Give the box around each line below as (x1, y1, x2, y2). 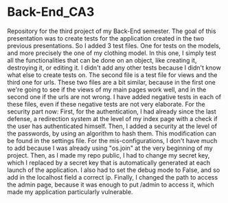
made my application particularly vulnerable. (7, 187, 133, 196)
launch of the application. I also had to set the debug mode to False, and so (7, 166, 220, 174)
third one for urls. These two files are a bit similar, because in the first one (7, 78, 216, 86)
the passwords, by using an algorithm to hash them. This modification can (7, 129, 216, 138)
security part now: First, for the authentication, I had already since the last (7, 107, 216, 116)
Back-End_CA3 (7, 4, 95, 20)
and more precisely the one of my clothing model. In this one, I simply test (7, 49, 216, 57)
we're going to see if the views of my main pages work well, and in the (7, 85, 207, 94)
